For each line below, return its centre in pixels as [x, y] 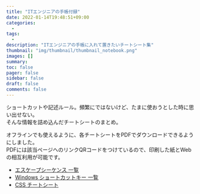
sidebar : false [25, 78]
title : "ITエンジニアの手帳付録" [43, 12]
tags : [13, 34]
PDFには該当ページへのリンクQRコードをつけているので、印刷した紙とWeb [99, 149]
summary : [17, 61]
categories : [21, 23]
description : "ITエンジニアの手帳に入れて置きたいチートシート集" [80, 45]
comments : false [26, 90]
